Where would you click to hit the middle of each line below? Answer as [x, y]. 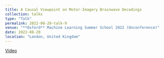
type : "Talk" [18, 19]
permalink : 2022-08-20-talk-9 [36, 23]
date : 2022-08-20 [23, 32]
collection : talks [24, 14]
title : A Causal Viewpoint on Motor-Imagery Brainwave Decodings [73, 10]
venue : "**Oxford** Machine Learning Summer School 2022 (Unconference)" [82, 28]
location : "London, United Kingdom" [43, 37]
